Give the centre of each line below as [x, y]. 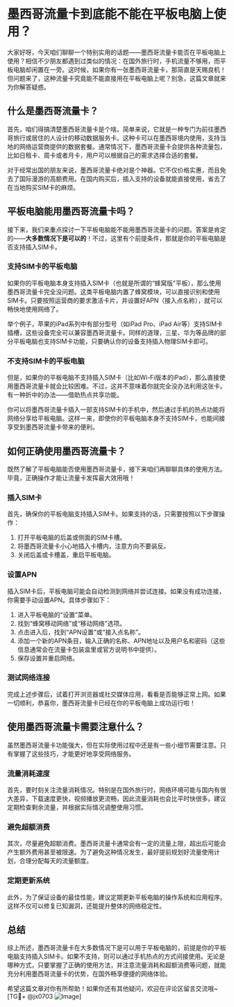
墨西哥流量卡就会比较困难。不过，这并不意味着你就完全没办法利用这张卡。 [119, 386]
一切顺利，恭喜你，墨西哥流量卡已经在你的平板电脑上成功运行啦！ [101, 702]
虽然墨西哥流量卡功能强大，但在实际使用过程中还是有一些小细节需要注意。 [114, 745]
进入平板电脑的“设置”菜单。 [57, 614]
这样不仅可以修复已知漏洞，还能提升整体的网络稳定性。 [86, 905]
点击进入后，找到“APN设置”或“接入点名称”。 [81, 632]
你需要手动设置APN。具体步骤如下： [59, 599]
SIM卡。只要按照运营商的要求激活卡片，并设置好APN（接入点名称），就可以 [115, 300]
